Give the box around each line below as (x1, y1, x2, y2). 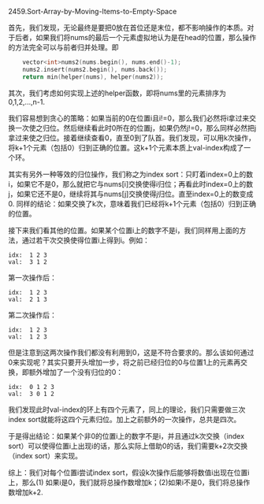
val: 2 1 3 (8, 295, 47, 303)
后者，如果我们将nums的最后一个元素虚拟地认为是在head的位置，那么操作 (14, 33, 257, 42)
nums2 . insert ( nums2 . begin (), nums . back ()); (22, 65, 168, 73)
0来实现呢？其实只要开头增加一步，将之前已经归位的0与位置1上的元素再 (8, 358, 241, 367)
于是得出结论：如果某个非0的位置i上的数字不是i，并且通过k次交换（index (8, 431, 245, 440)
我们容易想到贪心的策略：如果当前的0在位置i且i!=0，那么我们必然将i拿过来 (8, 113, 250, 123)
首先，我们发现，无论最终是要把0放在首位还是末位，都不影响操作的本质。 (8, 23, 247, 32)
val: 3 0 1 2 (8, 390, 55, 398)
